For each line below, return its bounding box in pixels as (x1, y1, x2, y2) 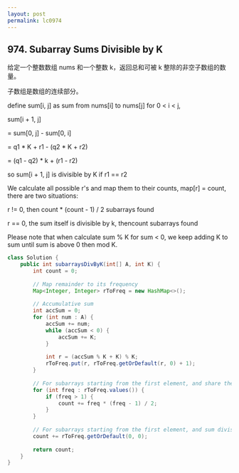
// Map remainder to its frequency (33, 280, 139, 288)
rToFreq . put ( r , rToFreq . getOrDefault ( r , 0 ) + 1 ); (45, 360, 196, 367)
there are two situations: (7, 191, 79, 200)
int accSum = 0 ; (33, 307, 81, 314)
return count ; (33, 446, 75, 453)
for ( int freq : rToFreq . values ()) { (33, 386, 144, 393)
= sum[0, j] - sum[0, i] (7, 129, 72, 137)
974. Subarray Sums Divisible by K (7, 43, 164, 55)
